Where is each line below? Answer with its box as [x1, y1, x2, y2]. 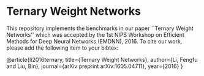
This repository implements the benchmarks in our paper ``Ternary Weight [6, 25, 194, 32]
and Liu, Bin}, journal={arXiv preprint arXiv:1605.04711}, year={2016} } [6, 63, 183, 70]
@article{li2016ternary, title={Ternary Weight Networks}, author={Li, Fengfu [6, 56, 198, 63]
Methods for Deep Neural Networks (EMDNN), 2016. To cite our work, [6, 37, 183, 45]
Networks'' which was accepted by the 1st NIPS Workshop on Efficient [6, 31, 185, 38]
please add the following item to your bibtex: [6, 44, 119, 51]
